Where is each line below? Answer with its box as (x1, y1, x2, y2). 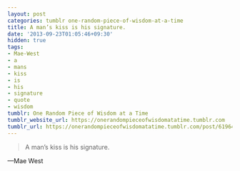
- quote (7, 97, 31, 104)
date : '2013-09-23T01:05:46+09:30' (7, 30, 114, 38)
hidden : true (7, 37, 46, 44)
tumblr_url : (7, 123, 43, 130)
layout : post (7, 10, 46, 18)
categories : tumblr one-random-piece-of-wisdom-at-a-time (7, 17, 184, 24)
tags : (7, 43, 24, 51)
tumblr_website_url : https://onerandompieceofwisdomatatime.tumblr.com (7, 116, 225, 123)
